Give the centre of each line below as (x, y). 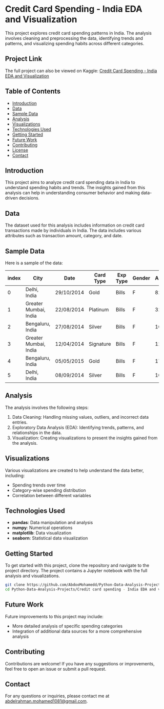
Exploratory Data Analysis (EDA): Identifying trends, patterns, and (78, 427)
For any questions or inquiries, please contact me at (57, 696)
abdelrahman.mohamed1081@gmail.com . (46, 701)
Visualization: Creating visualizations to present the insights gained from (85, 438)
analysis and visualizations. (32, 576)
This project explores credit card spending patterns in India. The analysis (79, 33)
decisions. (29, 198)
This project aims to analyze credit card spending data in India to (70, 182)
